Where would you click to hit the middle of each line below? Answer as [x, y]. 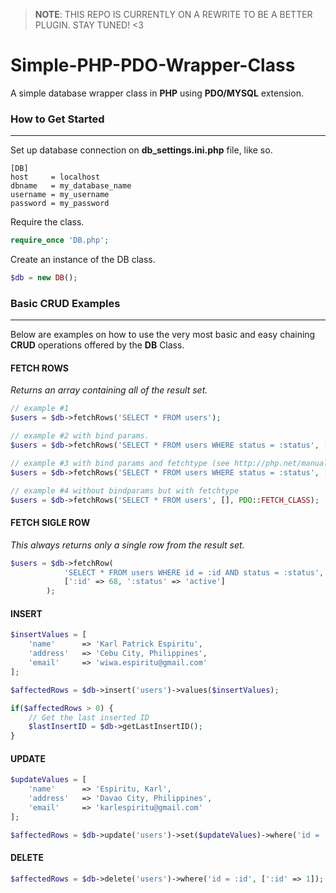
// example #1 [40, 409]
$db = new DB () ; [44, 278]
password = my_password [60, 204]
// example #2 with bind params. [80, 436]
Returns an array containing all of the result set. [109, 390]
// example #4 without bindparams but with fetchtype [125, 490]
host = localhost [55, 177]
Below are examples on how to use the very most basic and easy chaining [163, 335]
